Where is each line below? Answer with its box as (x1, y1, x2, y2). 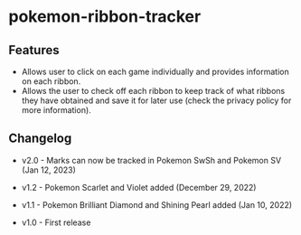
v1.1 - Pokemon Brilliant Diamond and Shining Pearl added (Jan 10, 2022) (21, 199, 293, 210)
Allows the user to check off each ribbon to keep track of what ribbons (21, 86, 286, 96)
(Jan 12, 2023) (21, 164, 76, 175)
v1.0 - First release (21, 217, 91, 228)
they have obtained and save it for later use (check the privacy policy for (21, 95, 292, 106)
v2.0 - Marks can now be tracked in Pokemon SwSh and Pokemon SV (21, 155, 282, 165)
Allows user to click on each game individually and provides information (21, 66, 290, 77)
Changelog (8, 131, 72, 146)
